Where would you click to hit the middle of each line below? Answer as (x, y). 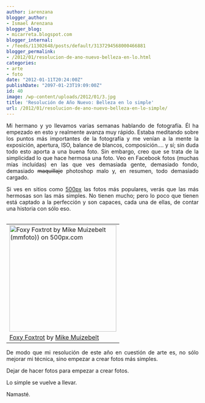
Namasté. (18, 394)
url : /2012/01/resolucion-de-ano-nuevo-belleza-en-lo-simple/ (87, 108)
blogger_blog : (24, 29)
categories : (21, 63)
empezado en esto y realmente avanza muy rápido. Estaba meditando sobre (103, 132)
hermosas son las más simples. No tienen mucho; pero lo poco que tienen (103, 195)
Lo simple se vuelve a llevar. (42, 382)
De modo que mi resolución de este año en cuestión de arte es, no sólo (103, 352)
